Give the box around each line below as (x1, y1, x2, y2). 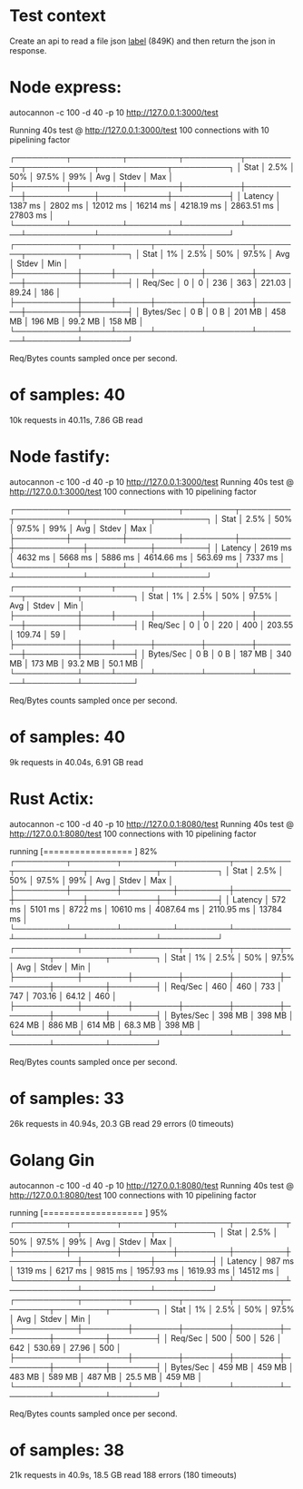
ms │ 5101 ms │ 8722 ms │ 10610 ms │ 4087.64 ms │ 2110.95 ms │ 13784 (9, 903, 283, 914)
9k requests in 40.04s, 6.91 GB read (9, 756, 143, 767)
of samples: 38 (9, 1440, 125, 1460)
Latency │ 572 (232, 893, 287, 904)
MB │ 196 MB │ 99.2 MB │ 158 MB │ (9, 315, 144, 327)
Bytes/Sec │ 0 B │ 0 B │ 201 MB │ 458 (142, 306, 287, 317)
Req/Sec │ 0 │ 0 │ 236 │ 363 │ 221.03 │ (142, 277, 293, 288)
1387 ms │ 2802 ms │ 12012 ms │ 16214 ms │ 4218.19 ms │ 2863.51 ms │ (9, 200, 281, 211)
